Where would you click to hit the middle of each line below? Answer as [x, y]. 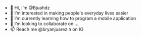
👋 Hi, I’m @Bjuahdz [30, 8]
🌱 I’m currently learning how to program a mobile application [73, 18]
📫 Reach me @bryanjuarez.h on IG [47, 29]
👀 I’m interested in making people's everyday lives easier [69, 13]
